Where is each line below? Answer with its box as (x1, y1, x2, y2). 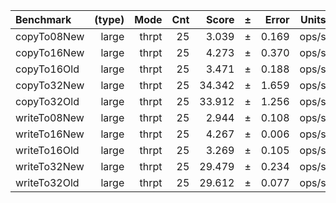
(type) (94, 13, 125, 26)
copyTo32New (15, 79, 85, 92)
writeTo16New (15, 127, 85, 141)
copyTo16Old (15, 62, 80, 76)
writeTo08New (15, 111, 85, 124)
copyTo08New (15, 30, 85, 43)
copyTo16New (15, 46, 85, 59)
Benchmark (15, 13, 72, 26)
